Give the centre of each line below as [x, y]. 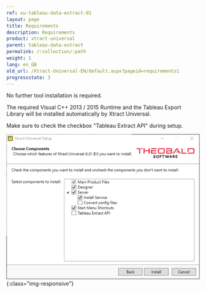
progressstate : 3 [29, 77]
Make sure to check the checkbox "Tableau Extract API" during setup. [95, 126]
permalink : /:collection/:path [46, 52]
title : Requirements [33, 26]
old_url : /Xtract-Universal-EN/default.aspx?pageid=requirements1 [93, 71]
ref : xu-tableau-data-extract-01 [49, 13]
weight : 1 [19, 58]
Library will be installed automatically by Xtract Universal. [79, 114]
